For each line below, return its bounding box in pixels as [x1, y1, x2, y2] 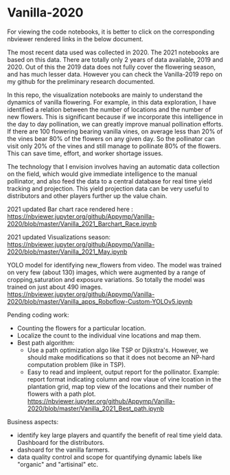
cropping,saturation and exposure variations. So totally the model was [7, 275, 205, 283]
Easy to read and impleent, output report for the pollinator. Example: [27, 368, 220, 376]
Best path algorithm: [16, 338, 75, 346]
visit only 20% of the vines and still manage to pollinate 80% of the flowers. [7, 142, 221, 150]
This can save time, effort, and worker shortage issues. [7, 149, 163, 157]
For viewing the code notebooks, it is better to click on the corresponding [7, 27, 215, 36]
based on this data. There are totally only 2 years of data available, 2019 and [7, 55, 223, 63]
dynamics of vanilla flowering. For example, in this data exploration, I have [7, 98, 216, 106]
